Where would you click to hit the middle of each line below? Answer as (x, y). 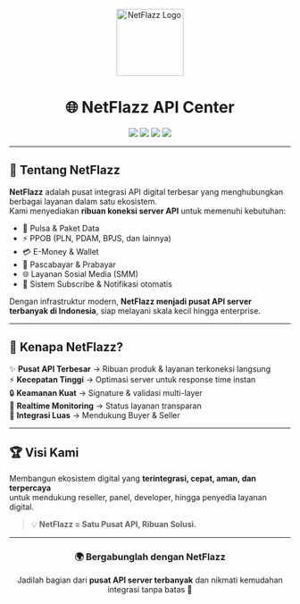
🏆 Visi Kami (44, 453)
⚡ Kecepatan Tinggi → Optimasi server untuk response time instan (133, 379)
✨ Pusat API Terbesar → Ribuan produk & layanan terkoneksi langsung (140, 369)
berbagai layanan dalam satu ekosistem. (83, 201)
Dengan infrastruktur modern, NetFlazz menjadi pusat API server (130, 301)
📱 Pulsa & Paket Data (61, 228)
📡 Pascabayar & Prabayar (69, 264)
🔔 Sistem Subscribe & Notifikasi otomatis (97, 284)
